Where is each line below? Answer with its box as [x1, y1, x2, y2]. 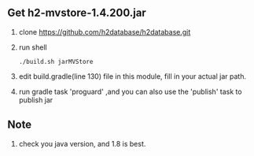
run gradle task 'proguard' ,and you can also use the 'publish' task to [18, 87, 242, 96]
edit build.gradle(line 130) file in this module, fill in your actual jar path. [18, 71, 247, 81]
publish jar [18, 95, 53, 105]
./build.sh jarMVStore [18, 58, 94, 65]
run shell [18, 43, 48, 52]
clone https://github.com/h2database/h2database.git [18, 27, 191, 36]
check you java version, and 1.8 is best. [18, 139, 146, 148]
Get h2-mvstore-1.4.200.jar [7, 6, 146, 20]
